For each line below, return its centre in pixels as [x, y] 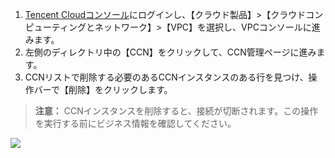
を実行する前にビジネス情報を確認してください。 [135, 123]
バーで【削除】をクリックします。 [103, 89]
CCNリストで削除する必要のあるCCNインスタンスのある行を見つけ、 [166, 77]
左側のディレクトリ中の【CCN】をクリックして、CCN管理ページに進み [170, 52]
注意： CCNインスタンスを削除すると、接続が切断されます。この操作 [176, 111]
